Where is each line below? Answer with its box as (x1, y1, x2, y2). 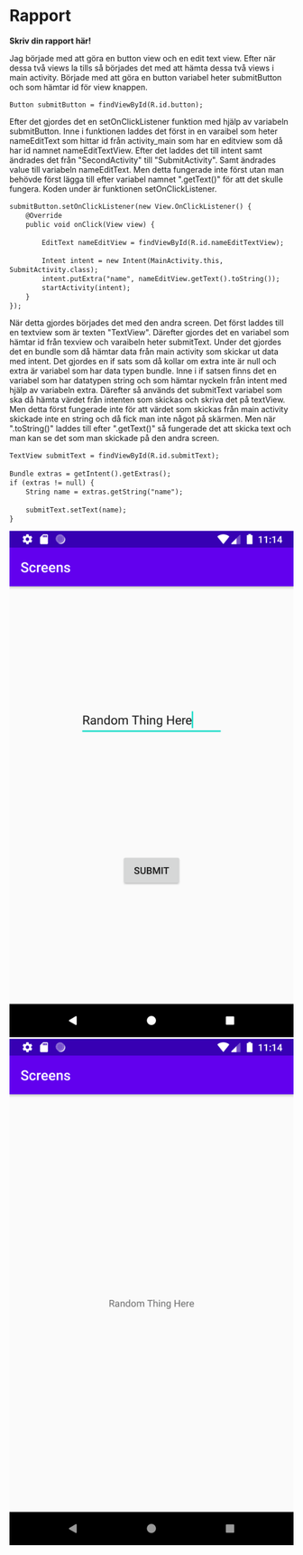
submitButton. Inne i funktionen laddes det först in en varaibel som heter (9, 126, 278, 137)
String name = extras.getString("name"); (25, 487, 183, 496)
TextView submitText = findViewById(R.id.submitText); (9, 451, 220, 460)
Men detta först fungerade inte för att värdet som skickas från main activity (9, 403, 289, 414)
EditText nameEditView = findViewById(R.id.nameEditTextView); (41, 238, 284, 247)
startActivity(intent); (41, 283, 131, 292)
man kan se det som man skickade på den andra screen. (9, 432, 220, 443)
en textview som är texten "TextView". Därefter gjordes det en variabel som (9, 326, 289, 337)
